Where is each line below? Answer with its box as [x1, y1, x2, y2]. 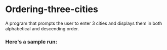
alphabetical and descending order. [5, 25, 79, 31]
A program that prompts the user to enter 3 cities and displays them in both [5, 20, 162, 26]
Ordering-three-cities [5, 4, 99, 15]
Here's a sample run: [5, 38, 57, 45]
